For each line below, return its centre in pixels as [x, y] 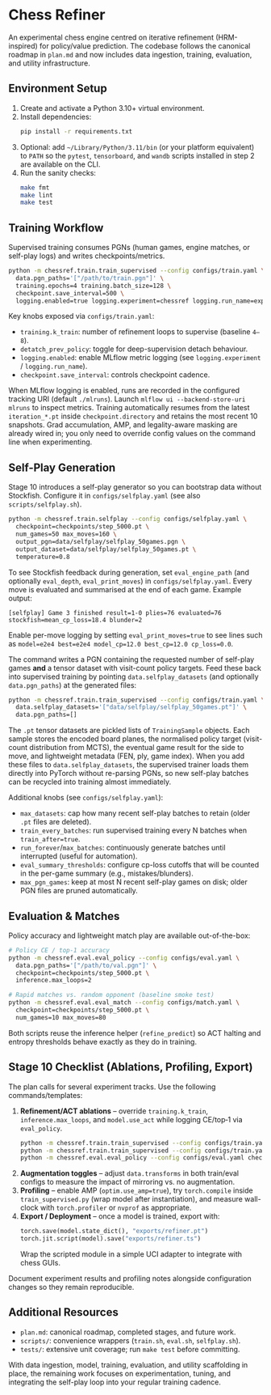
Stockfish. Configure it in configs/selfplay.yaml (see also [104, 496]
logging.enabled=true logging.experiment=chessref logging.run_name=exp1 [142, 301]
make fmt [35, 188]
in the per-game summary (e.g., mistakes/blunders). [106, 873]
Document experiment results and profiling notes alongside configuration [130, 1278]
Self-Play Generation [62, 467]
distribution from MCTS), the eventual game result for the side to [137, 748]
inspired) [23, 45]
